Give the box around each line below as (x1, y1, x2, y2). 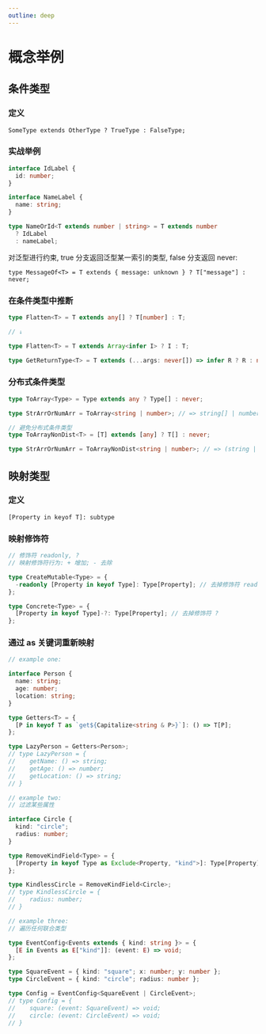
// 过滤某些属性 (8, 801, 55, 809)
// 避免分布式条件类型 (8, 424, 73, 431)
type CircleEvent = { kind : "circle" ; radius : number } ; (8, 975, 200, 983)
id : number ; (15, 172, 55, 180)
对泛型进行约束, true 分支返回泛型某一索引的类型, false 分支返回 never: (8, 253, 238, 262)
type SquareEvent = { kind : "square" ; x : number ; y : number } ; (8, 967, 222, 976)
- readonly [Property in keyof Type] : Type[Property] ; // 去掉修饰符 (15, 580, 240, 588)
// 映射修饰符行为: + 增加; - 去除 (8, 559, 112, 567)
